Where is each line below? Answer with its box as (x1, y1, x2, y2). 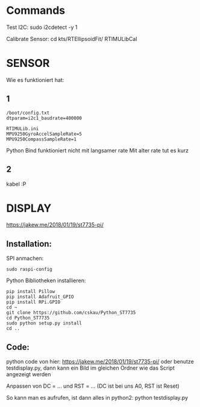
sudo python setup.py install (6, 320, 83, 326)
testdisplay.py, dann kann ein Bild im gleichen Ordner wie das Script (6, 364, 175, 371)
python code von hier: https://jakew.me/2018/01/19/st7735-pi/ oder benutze (6, 358, 195, 365)
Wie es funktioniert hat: (6, 76, 64, 83)
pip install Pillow (6, 289, 55, 295)
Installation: (6, 239, 52, 249)
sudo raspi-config (6, 267, 52, 273)
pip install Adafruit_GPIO (6, 294, 74, 300)
